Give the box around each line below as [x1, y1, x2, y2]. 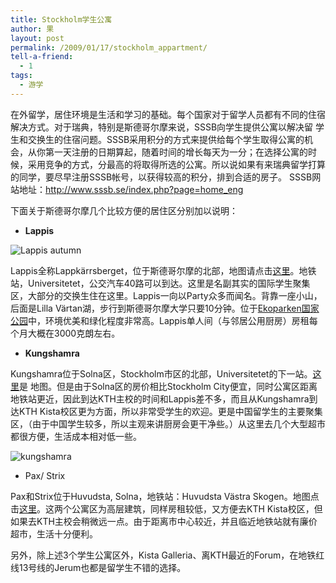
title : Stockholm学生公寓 [10, 14, 113, 25]
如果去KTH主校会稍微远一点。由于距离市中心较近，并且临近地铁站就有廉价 [10, 515, 318, 527]
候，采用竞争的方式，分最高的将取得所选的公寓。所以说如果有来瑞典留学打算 [10, 158, 326, 170]
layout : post [10, 33, 65, 43]
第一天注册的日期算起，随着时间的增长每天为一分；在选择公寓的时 [44, 146, 317, 158]
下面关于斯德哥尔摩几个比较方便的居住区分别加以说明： [10, 204, 238, 216]
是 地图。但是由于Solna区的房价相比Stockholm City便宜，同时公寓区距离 [19, 380, 318, 392]
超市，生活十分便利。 [10, 527, 98, 540]
